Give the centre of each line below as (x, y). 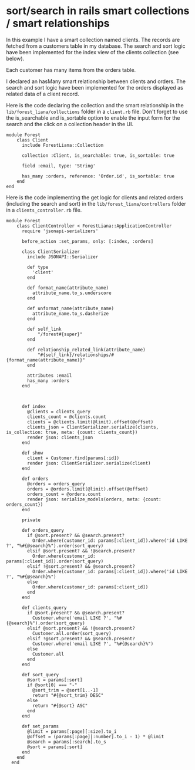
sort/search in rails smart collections (98, 11)
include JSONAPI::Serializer (63, 257)
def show (32, 453)
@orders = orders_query (56, 484)
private (31, 520)
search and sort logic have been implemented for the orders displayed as (95, 87)
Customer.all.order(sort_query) (72, 633)
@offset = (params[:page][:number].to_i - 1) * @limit (96, 736)
